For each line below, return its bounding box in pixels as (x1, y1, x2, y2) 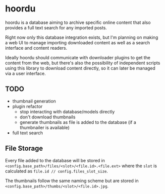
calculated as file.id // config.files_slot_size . (5, 168, 108, 174)
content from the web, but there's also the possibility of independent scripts (5, 60, 161, 66)
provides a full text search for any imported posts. (5, 24, 108, 30)
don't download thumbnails (19, 114, 76, 120)
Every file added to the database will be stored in (5, 157, 105, 163)
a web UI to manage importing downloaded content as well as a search (5, 39, 150, 45)
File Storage (5, 144, 43, 153)
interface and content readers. (5, 45, 68, 51)
